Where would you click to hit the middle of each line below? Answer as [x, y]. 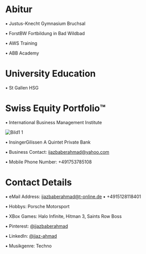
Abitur [19, 9]
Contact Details [39, 182]
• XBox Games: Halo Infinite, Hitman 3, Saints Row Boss [64, 216]
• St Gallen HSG [22, 88]
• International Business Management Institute [54, 122]
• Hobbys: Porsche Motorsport [38, 206]
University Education [51, 74]
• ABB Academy [22, 53]
